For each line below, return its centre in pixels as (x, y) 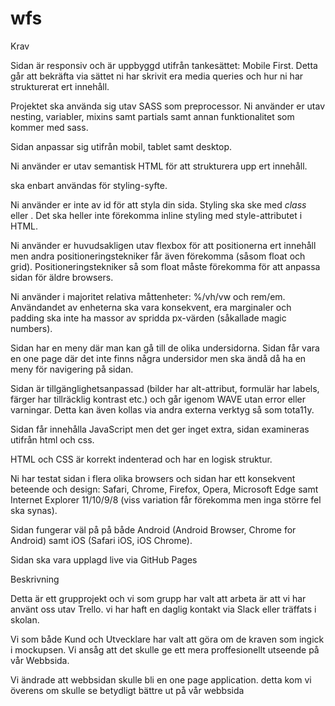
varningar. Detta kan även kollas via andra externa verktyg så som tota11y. (162, 409)
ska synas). (34, 510)
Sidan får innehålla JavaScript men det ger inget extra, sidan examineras (160, 429)
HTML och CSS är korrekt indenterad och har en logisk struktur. (141, 459)
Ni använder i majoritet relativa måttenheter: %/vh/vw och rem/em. (148, 296)
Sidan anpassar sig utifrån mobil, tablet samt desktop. (121, 146)
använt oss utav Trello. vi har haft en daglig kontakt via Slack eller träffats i (163, 609)
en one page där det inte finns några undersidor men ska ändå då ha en (158, 358)
